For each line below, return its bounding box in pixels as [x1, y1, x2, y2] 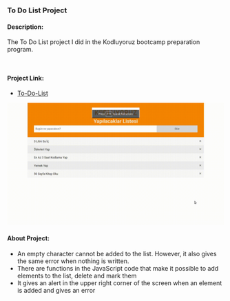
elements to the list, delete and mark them [17, 271, 137, 280]
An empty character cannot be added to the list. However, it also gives [17, 250, 217, 258]
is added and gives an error [17, 287, 96, 295]
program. [7, 45, 34, 54]
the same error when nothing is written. [17, 257, 129, 265]
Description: [7, 23, 43, 31]
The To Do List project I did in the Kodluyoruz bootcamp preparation [7, 38, 200, 46]
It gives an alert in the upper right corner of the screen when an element [17, 279, 222, 287]
